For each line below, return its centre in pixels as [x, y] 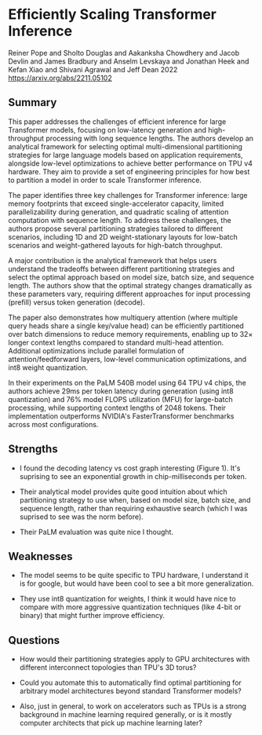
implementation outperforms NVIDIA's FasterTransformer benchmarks [121, 416]
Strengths [33, 449]
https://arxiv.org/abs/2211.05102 [60, 78]
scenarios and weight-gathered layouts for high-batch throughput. [115, 245]
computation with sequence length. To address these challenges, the [120, 220]
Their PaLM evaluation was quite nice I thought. [96, 532]
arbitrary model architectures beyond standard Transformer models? [130, 691]
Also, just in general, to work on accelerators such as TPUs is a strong [133, 706]
